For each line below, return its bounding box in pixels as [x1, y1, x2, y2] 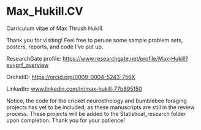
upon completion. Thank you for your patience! [6, 117, 126, 124]
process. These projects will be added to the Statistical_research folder [6, 110, 186, 117]
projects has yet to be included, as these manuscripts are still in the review [6, 103, 195, 111]
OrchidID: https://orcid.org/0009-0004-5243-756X [6, 73, 136, 80]
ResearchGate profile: [6, 55, 61, 62]
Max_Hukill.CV [6, 4, 83, 18]
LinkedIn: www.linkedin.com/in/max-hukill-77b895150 [6, 85, 142, 93]
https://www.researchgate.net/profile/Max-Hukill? [62, 55, 189, 62]
